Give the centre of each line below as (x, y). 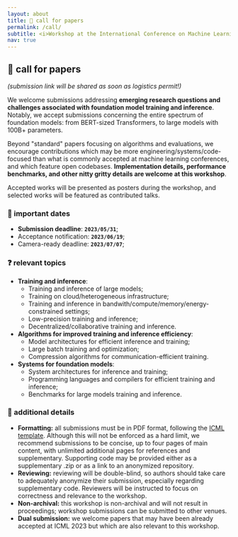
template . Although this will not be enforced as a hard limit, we (109, 435)
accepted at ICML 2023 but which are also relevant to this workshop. (118, 526)
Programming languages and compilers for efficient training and (121, 379)
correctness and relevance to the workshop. (82, 496)
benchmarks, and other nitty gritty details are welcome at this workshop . (117, 174)
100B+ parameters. (35, 130)
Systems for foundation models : (66, 364)
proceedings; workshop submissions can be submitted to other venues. (122, 511)
